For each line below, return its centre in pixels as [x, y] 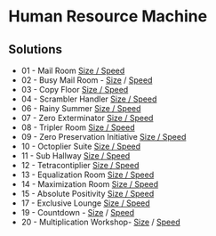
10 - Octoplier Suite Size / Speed [81, 146]
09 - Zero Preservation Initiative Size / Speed [104, 137]
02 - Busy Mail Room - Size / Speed [87, 80]
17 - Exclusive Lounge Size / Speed [85, 203]
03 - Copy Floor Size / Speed [75, 90]
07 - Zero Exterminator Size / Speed [87, 118]
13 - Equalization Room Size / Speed [88, 175]
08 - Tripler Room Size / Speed [78, 127]
